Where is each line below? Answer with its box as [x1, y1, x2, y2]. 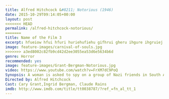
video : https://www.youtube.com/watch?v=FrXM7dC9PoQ [5, 68, 118, 73]
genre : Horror [5, 53, 35, 59]
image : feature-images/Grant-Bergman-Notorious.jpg [5, 63, 116, 68]
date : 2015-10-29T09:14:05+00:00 [5, 12, 75, 17]
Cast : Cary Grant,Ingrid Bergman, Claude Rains [5, 81, 107, 86]
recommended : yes [5, 58, 42, 63]
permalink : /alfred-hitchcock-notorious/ [5, 26, 94, 31]
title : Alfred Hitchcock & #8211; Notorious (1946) [5, 7, 114, 12]
